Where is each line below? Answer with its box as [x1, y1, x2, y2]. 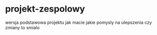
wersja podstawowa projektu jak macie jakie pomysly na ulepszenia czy [5, 19, 153, 25]
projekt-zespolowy [5, 3, 85, 15]
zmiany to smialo [5, 24, 40, 30]
